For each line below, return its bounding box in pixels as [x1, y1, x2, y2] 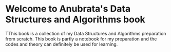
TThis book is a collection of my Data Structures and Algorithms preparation [5, 30, 166, 36]
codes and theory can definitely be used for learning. [5, 41, 118, 47]
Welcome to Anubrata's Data [5, 3, 131, 15]
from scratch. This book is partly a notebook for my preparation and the [5, 36, 157, 42]
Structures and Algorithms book [5, 14, 145, 25]
